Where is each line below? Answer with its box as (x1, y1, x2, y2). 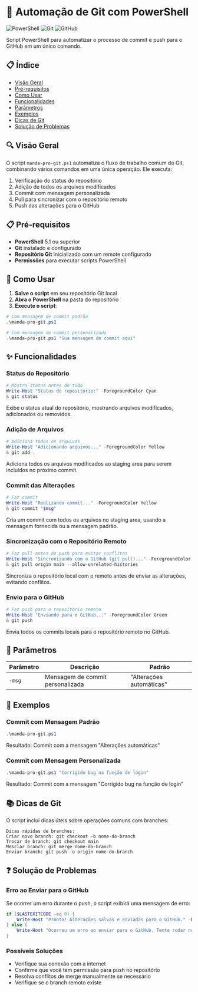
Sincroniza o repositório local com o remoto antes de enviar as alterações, (6, 572, 187, 579)
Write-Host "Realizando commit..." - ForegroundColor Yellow (6, 500, 157, 506)
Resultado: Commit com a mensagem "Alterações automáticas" (6, 742, 160, 749)
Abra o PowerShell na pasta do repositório (14, 296, 119, 303)
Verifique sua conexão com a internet (14, 960, 106, 967)
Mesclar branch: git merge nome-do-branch (6, 844, 112, 850)
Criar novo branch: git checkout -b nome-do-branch (6, 833, 136, 839)
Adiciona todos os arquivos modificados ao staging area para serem (6, 460, 172, 467)
